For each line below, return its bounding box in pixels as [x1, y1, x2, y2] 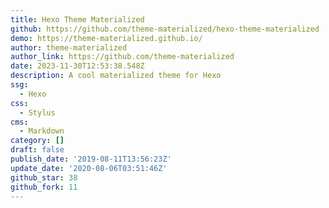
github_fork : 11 [10, 182, 78, 192]
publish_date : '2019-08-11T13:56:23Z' [10, 154, 172, 164]
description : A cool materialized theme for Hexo [10, 71, 222, 81]
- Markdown [19, 126, 65, 136]
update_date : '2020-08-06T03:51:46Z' [10, 163, 168, 173]
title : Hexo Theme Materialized [10, 14, 145, 25]
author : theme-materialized [10, 42, 128, 53]
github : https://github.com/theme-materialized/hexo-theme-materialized [10, 24, 320, 34]
